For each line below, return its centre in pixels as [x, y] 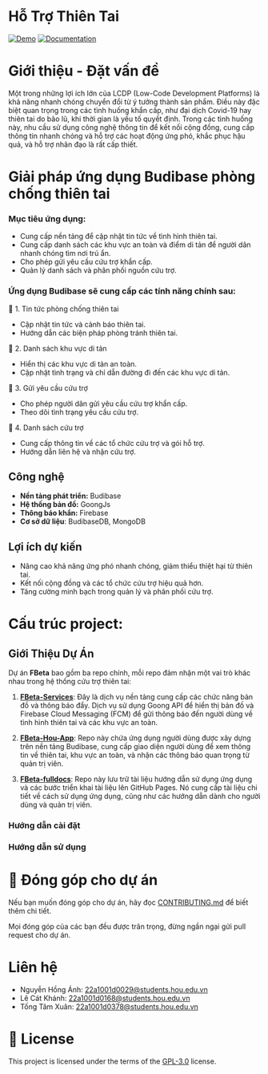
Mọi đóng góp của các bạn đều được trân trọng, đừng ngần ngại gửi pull [127, 926]
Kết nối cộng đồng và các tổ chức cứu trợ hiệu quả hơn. [112, 583]
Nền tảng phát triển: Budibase [70, 496]
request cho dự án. [40, 935]
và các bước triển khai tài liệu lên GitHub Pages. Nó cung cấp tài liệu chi [138, 788]
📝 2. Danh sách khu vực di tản [58, 348]
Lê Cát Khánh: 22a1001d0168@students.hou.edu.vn [105, 998]
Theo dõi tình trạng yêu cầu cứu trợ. [79, 411]
